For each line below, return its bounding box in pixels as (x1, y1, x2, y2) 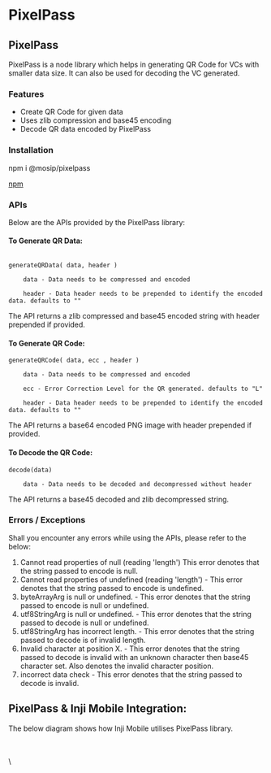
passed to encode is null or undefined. (19, 600, 149, 610)
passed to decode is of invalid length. (19, 635, 146, 645)
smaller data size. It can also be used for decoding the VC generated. (8, 68, 240, 78)
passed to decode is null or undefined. (19, 618, 149, 628)
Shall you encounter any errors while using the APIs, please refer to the (8, 532, 247, 542)
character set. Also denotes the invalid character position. (19, 661, 213, 671)
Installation (8, 145, 54, 156)
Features (8, 88, 45, 99)
